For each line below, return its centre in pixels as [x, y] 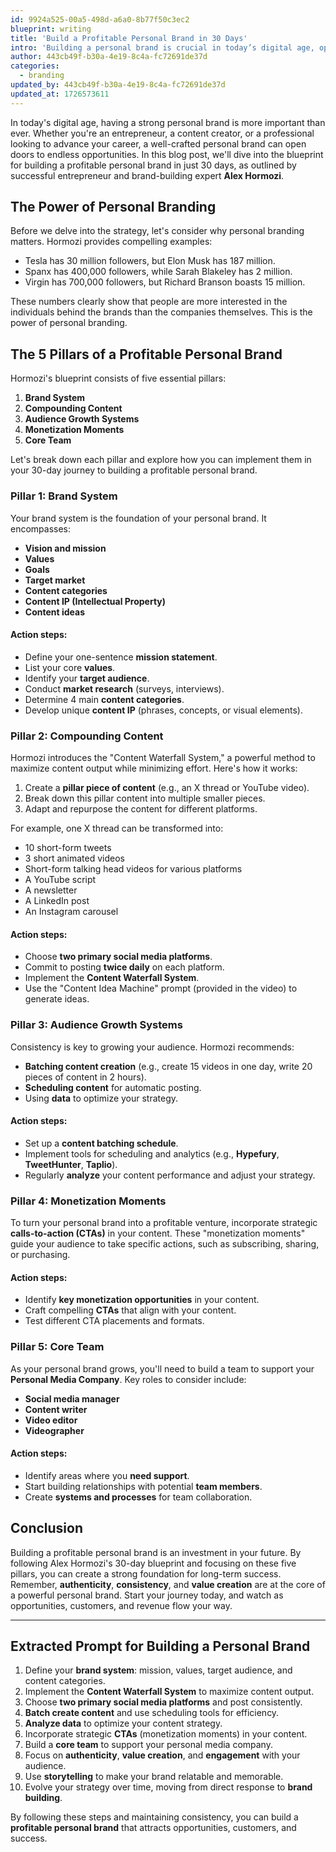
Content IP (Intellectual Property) [95, 601]
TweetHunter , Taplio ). [71, 1164]
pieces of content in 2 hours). [85, 1077]
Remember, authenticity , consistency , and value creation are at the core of [168, 1584]
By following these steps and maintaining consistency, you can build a [154, 1817]
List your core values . [70, 667]
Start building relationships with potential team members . [143, 1486]
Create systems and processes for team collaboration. [138, 1497]
